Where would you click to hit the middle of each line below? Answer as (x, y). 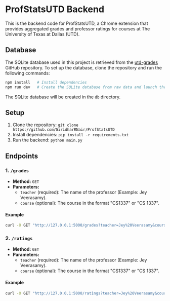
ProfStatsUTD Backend (55, 9)
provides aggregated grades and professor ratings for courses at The (78, 28)
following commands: (28, 73)
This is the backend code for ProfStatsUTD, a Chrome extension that (77, 23)
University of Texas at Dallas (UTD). (42, 34)
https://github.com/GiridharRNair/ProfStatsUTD (63, 130)
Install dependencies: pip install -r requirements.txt (71, 135)
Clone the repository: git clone (45, 125)
